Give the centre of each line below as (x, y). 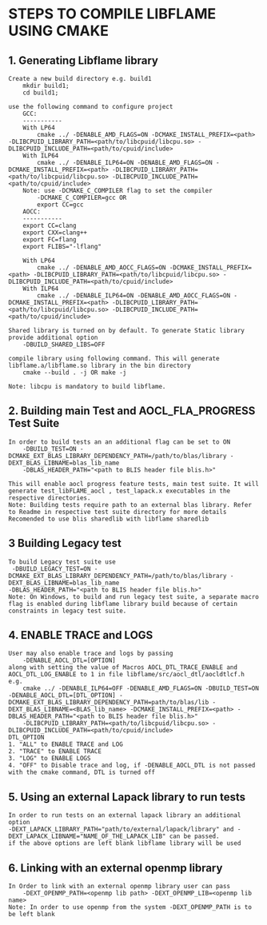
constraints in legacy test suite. (68, 611)
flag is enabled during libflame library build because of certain (123, 604)
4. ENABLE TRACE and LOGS (81, 635)
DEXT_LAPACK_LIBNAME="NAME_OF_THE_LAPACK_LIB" (87, 836)
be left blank (32, 915)
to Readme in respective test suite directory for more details (118, 512)
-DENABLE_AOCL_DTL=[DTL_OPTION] (62, 696)
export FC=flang (50, 240)
